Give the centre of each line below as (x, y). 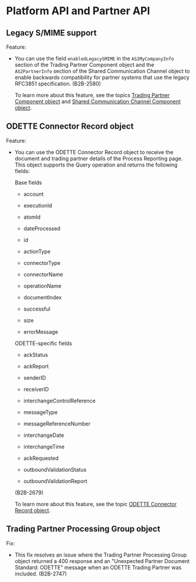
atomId (32, 217)
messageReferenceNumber (57, 423)
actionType (37, 251)
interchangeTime (44, 446)
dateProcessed (42, 228)
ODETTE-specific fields (43, 343)
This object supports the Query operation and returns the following (96, 165)
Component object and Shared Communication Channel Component (98, 101)
